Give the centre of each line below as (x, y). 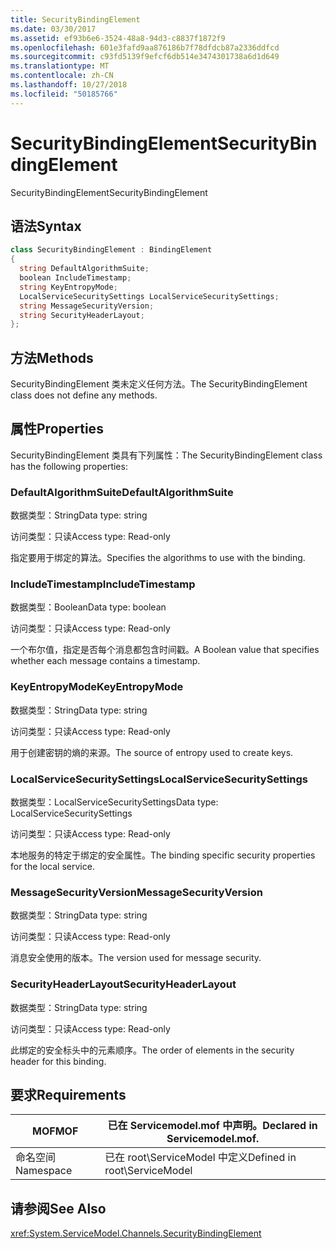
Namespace (44, 1171)
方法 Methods (52, 357)
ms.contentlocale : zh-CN (62, 76)
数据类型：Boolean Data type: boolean (88, 607)
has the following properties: (69, 466)
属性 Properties (57, 429)
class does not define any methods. (84, 395)
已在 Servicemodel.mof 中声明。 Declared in (212, 1126)
